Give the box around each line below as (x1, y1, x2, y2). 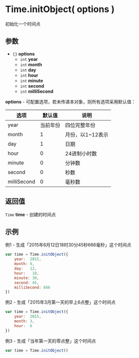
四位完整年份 (65, 122, 96, 129)
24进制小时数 (65, 150, 97, 157)
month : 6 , (14, 261, 35, 267)
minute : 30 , (14, 275, 39, 280)
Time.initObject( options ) (5, 4, 115, 15)
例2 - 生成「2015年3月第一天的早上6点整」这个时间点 (5, 299, 116, 306)
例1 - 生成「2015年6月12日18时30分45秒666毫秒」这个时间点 (5, 242, 131, 248)
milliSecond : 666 (14, 285, 51, 290)
